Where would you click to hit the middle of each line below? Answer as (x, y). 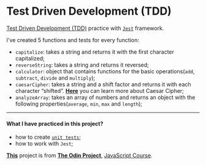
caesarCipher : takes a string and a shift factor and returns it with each (103, 84)
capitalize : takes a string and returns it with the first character (95, 52)
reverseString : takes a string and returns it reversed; (82, 65)
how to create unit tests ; (48, 137)
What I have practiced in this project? (55, 123)
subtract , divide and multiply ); (55, 78)
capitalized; (30, 58)
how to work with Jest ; (44, 144)
